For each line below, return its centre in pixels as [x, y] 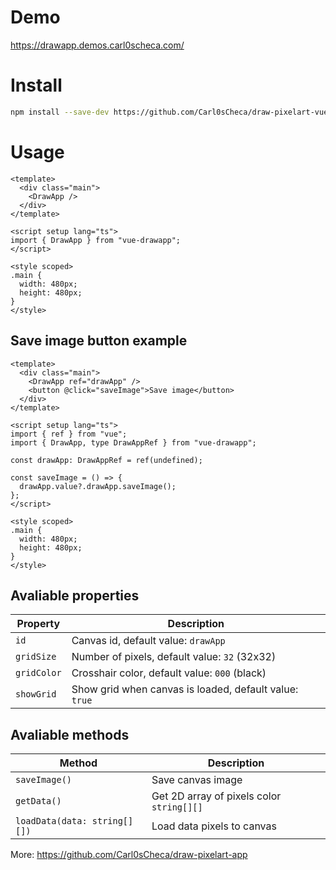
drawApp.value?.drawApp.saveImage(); [98, 486]
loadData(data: [51, 821]
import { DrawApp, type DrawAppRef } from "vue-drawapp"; [133, 442]
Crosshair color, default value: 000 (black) [169, 673]
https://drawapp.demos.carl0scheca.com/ [97, 45]
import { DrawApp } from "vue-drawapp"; [96, 240]
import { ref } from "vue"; [69, 434]
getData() [38, 801]
